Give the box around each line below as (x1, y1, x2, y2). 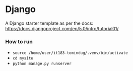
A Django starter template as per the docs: (5, 20, 94, 26)
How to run (5, 38, 33, 45)
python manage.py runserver (12, 61, 72, 66)
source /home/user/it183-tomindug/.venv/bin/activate (12, 50, 128, 56)
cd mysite (12, 56, 34, 61)
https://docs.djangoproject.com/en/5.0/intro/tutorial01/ (5, 25, 119, 31)
